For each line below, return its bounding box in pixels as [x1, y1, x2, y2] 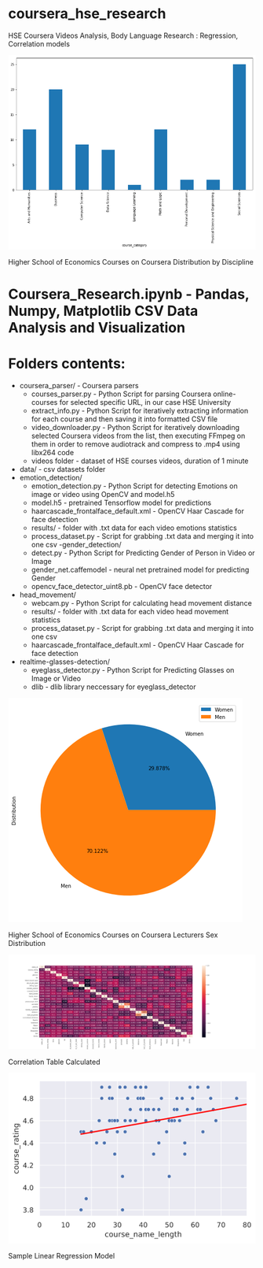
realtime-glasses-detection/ [19, 657, 111, 666]
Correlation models [8, 39, 71, 48]
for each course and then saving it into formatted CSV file [31, 414, 218, 424]
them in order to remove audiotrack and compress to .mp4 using [31, 439, 241, 449]
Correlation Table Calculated [8, 1057, 100, 1067]
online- [213, 389, 236, 399]
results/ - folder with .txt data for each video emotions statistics [31, 523, 237, 532]
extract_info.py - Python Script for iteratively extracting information [31, 406, 249, 415]
